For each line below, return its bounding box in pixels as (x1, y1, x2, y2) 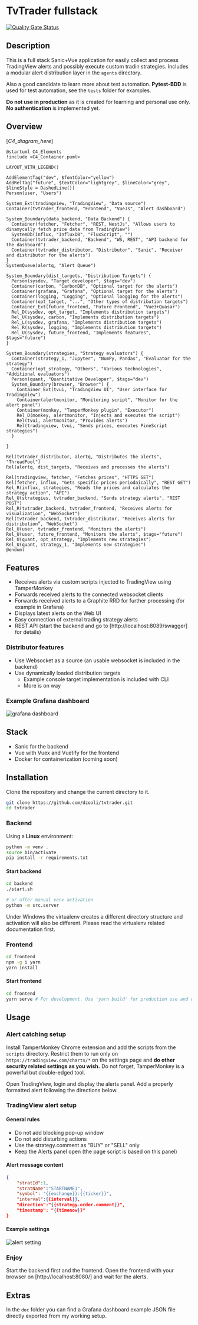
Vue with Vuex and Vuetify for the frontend (14, 749, 120, 756)
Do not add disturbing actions (14, 1135, 87, 1142)
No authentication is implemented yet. (6, 105, 100, 112)
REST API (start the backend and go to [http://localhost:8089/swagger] (14, 622, 187, 630)
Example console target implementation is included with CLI (23, 675, 169, 683)
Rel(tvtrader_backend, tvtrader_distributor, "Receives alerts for (6, 516, 176, 522)
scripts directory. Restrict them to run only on (6, 1050, 118, 1057)
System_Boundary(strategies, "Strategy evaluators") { (6, 350, 144, 356)
